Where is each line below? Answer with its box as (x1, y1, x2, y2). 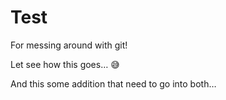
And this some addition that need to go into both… (10, 77, 217, 90)
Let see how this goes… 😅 (10, 58, 120, 70)
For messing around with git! (10, 39, 128, 51)
